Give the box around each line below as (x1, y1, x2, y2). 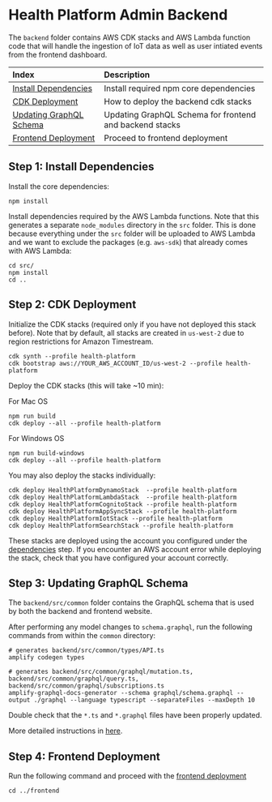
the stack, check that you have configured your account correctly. (8, 553, 229, 563)
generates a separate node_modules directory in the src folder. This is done (8, 220, 257, 229)
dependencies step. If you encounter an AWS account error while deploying (8, 544, 261, 554)
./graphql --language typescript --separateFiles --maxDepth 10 (33, 696, 255, 705)
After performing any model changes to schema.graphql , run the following (8, 622, 253, 632)
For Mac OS (8, 396, 49, 406)
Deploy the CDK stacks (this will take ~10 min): (8, 380, 164, 390)
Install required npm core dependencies (104, 83, 256, 94)
